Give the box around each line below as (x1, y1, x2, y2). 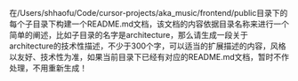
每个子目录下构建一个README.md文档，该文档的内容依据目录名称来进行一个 (9, 18, 290, 29)
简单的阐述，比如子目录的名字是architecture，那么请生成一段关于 (9, 30, 249, 40)
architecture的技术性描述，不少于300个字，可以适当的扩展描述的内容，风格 (9, 40, 286, 51)
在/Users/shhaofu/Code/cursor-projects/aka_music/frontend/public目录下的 (9, 8, 288, 18)
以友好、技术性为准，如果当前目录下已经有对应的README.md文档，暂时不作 (9, 52, 290, 62)
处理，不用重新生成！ (9, 63, 87, 73)
